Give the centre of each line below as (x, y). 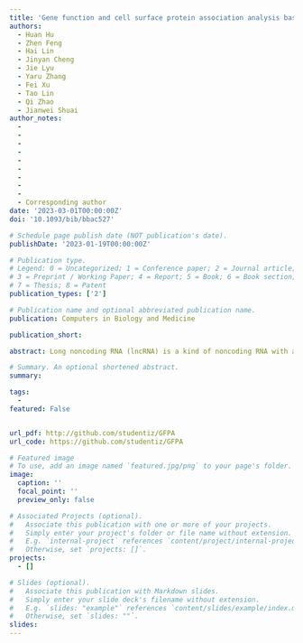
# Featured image (42, 458)
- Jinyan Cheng (46, 60)
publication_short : (46, 335)
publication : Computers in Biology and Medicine (102, 318)
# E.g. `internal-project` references (87, 541)
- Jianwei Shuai (48, 110)
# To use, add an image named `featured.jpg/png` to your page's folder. (151, 466)
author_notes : (36, 118)
